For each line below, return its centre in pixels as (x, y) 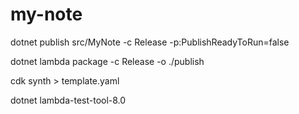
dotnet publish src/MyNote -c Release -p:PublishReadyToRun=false (150, 42)
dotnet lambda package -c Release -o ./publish (107, 61)
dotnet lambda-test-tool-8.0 (68, 100)
